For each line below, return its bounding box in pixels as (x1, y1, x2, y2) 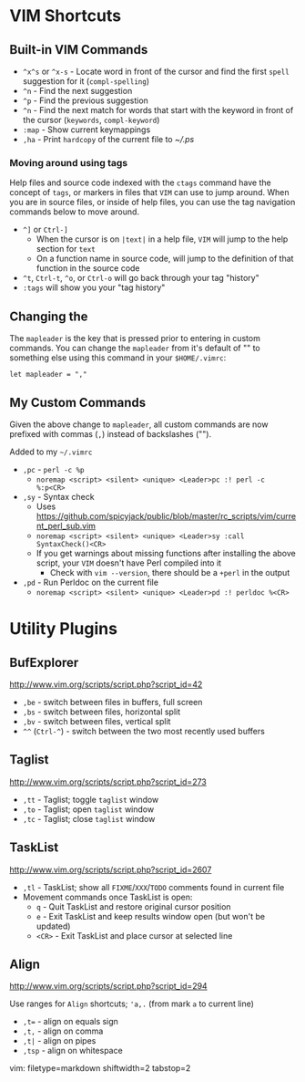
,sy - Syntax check (22, 491, 95, 502)
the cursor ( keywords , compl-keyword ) (22, 115, 160, 125)
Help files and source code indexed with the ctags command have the (9, 177, 271, 188)
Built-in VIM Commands (9, 42, 148, 57)
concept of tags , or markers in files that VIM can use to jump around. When (9, 187, 290, 198)
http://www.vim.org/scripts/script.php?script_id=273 (9, 776, 208, 787)
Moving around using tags (9, 156, 128, 169)
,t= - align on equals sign (22, 1016, 118, 1027)
